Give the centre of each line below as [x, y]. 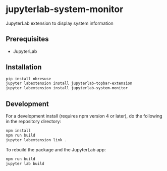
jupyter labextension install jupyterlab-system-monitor [67, 88]
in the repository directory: [34, 121]
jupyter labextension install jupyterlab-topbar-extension [69, 83]
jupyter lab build [25, 163]
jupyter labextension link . [36, 140]
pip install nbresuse [29, 79]
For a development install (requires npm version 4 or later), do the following [84, 116]
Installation [24, 67]
